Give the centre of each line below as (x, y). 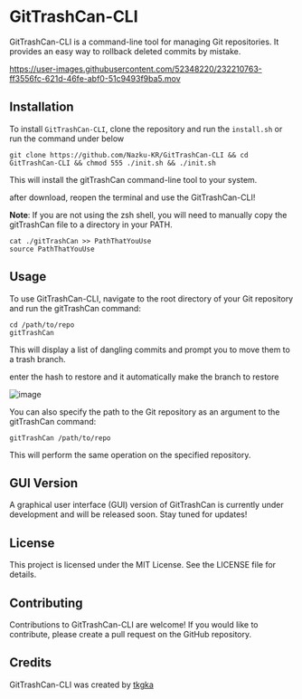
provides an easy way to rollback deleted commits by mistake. (125, 51)
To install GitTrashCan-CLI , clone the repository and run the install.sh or (146, 129)
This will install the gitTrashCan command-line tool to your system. (133, 179)
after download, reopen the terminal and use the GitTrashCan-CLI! (132, 197)
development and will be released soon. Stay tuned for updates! (128, 514)
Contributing (46, 603)
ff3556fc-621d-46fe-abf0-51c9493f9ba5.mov (95, 78)
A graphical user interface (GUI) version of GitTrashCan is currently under (146, 505)
